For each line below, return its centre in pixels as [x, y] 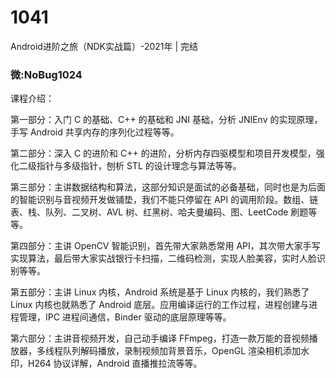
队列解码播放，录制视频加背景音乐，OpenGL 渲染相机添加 [182, 351]
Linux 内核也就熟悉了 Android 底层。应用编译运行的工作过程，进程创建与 [160, 305]
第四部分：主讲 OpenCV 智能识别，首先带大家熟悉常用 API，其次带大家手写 [165, 246]
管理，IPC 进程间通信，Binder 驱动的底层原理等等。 [125, 317]
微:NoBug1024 [46, 74]
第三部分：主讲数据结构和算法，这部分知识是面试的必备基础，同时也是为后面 [168, 187]
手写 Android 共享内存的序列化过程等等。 [95, 132]
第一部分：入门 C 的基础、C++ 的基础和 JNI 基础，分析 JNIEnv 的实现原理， [166, 120]
